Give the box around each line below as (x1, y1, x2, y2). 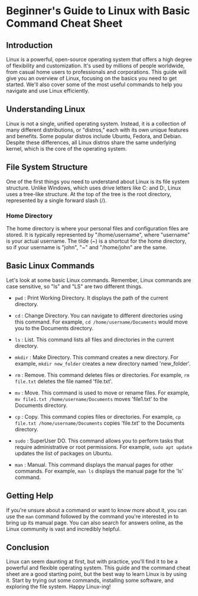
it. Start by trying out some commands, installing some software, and (6, 577, 174, 584)
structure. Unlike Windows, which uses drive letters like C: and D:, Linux (6, 184, 181, 191)
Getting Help (6, 491, 54, 501)
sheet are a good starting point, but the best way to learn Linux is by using (6, 571, 187, 578)
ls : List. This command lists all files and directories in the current (14, 336, 174, 343)
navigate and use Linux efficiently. (6, 87, 90, 94)
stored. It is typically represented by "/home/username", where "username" (6, 231, 190, 238)
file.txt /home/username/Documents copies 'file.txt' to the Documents (14, 419, 185, 426)
